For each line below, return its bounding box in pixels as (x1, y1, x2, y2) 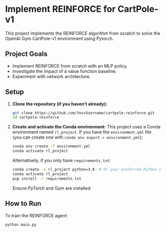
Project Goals (5, 50, 48, 58)
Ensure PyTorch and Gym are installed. (12, 185, 92, 191)
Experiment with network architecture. (12, 73, 91, 79)
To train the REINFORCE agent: (5, 212, 68, 218)
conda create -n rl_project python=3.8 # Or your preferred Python (12, 167, 157, 172)
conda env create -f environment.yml (12, 144, 91, 149)
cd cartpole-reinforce (12, 115, 59, 120)
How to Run (5, 199, 42, 208)
